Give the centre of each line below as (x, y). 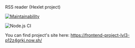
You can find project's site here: (37, 35)
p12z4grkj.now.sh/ (24, 40)
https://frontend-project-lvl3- (100, 35)
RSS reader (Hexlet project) (33, 7)
